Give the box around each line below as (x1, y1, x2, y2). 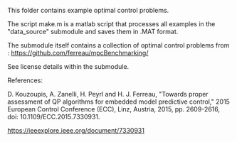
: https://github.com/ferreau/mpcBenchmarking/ (7, 49, 149, 57)
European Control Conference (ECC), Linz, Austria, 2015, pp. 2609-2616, (7, 105, 221, 113)
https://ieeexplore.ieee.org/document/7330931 (7, 126, 144, 134)
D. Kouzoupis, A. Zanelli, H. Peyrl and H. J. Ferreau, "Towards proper (7, 90, 209, 98)
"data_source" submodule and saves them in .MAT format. (7, 28, 179, 35)
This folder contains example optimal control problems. (7, 6, 169, 14)
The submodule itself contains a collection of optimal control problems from (7, 41, 230, 49)
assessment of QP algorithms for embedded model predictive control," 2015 (7, 97, 230, 106)
